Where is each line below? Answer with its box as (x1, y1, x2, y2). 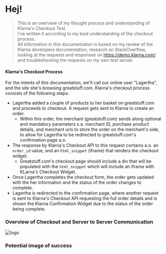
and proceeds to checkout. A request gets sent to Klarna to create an (12, 105, 154, 111)
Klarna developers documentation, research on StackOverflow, (17, 46, 147, 52)
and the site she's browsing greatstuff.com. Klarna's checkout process (5, 85, 150, 91)
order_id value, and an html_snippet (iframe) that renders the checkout (12, 148, 159, 154)
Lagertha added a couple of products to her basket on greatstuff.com (12, 100, 155, 106)
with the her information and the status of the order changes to (12, 180, 142, 186)
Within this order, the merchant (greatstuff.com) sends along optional (19, 116, 162, 122)
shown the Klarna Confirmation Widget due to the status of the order (12, 201, 153, 207)
